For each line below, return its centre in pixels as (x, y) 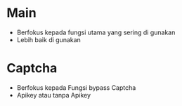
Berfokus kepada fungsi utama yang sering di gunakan (96, 32)
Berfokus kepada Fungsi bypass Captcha (76, 87)
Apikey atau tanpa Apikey (54, 95)
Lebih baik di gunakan (49, 39)
